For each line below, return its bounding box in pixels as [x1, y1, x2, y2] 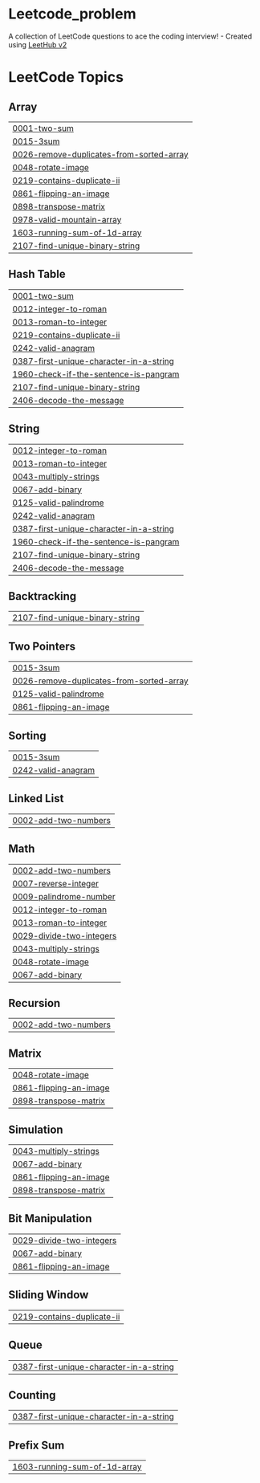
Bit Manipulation [8, 1212, 92, 1225]
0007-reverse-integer [12, 878, 99, 889]
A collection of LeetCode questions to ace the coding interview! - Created [8, 31, 253, 41]
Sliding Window [8, 1288, 89, 1302]
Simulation [8, 1122, 63, 1136]
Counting [8, 1388, 56, 1402]
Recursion [8, 996, 61, 1010]
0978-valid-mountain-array [12, 214, 122, 225]
